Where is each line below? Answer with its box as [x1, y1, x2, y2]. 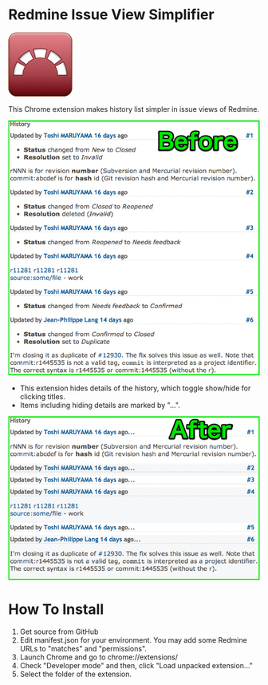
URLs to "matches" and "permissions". [19, 644, 148, 654]
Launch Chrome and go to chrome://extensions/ [19, 652, 178, 662]
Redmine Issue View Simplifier [8, 6, 215, 24]
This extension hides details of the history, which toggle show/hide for [19, 383, 251, 393]
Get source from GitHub [19, 627, 99, 636]
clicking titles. [19, 391, 65, 401]
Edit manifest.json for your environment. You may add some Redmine [19, 636, 247, 645]
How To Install [8, 600, 104, 619]
